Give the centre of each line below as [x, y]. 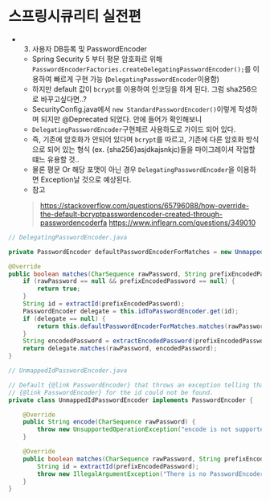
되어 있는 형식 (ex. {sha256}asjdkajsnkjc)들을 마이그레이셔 [141, 149]
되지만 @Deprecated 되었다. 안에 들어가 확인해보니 [121, 119]
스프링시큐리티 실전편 [75, 16]
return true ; [59, 289]
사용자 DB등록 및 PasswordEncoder [89, 48]
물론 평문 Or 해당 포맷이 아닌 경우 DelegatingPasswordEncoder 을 [133, 169]
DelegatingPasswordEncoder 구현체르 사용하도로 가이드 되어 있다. [134, 129]
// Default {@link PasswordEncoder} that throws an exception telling [129, 385]
